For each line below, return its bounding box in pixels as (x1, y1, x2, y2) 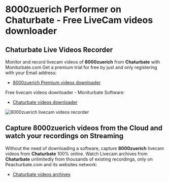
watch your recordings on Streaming (5, 132, 123, 140)
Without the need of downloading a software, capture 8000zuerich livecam (5, 145, 164, 151)
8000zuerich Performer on (5, 4, 122, 15)
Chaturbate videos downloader (12, 99, 78, 105)
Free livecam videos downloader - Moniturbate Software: (5, 89, 125, 95)
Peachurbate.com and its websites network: (5, 161, 97, 167)
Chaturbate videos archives (12, 171, 71, 177)
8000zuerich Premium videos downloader (12, 80, 101, 85)
